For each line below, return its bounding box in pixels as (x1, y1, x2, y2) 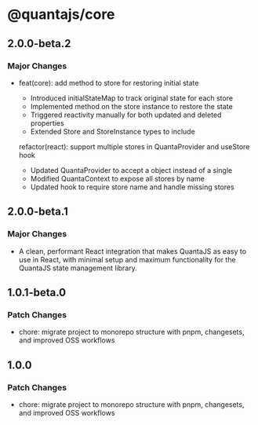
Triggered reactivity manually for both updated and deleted (30, 110, 222, 119)
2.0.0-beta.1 (7, 205, 68, 218)
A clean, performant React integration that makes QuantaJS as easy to (18, 246, 247, 256)
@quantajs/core (7, 5, 115, 24)
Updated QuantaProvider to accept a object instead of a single (30, 165, 233, 174)
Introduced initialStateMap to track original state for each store (30, 93, 233, 103)
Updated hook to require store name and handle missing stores (30, 182, 234, 192)
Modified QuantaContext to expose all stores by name (30, 174, 205, 183)
